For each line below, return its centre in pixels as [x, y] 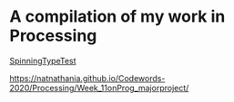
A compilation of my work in [117, 17]
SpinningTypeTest [43, 60]
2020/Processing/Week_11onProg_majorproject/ [99, 88]
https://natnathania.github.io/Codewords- [87, 78]
